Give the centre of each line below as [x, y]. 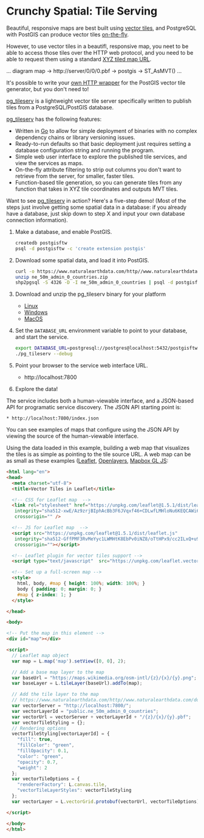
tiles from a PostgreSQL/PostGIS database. [60, 107]
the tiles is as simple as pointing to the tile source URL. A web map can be [99, 454]
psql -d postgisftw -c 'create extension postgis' [80, 248]
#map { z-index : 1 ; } [44, 594]
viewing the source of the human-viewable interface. [73, 436]
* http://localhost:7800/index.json [53, 418]
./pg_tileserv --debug [44, 354]
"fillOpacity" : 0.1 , [43, 751]
